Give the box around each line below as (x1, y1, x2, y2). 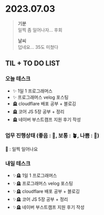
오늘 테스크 (5, 75, 31, 82)
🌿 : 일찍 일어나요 (5, 146, 38, 152)
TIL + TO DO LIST (5, 59, 60, 68)
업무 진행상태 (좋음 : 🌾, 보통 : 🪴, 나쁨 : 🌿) (5, 132, 99, 139)
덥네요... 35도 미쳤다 (17, 44, 58, 50)
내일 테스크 (5, 160, 31, 167)
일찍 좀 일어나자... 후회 (17, 26, 62, 33)
